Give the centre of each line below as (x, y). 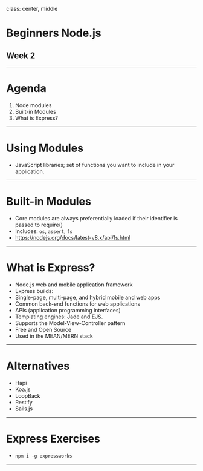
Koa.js (23, 389)
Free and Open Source (43, 329)
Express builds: (34, 291)
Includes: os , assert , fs (44, 231)
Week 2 (21, 55)
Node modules (33, 105)
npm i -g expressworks (43, 456)
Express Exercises (53, 439)
